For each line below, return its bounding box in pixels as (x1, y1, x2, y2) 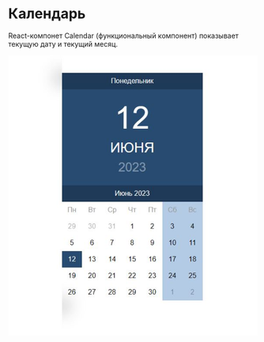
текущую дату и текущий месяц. (8, 39, 119, 48)
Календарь (8, 5, 86, 23)
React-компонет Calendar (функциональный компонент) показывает (8, 31, 239, 40)
